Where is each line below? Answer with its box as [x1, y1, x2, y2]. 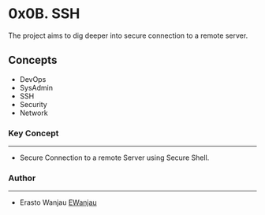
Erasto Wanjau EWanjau [19, 198, 97, 207]
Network [19, 108, 49, 117]
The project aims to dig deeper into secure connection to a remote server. [8, 31, 248, 40]
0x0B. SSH [8, 5, 80, 23]
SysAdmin [19, 83, 54, 92]
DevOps [19, 74, 47, 83]
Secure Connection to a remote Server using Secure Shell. [19, 153, 210, 162]
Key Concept [8, 128, 59, 139]
